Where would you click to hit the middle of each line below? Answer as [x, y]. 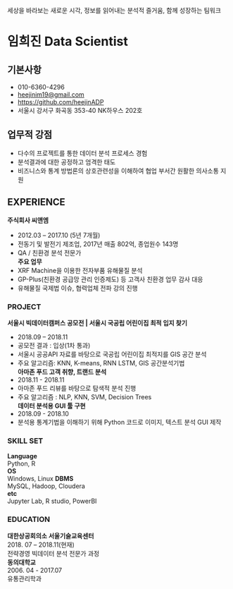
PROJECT [24, 307]
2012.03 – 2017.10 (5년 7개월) [59, 235]
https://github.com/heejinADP [61, 102]
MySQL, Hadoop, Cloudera [46, 486]
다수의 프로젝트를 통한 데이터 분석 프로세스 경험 [82, 153]
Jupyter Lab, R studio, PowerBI [52, 501]
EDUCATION [29, 519]
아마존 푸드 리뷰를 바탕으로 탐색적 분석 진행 [77, 388]
